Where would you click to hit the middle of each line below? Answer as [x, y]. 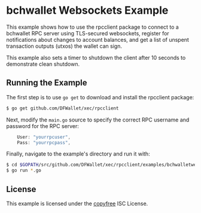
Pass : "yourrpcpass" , [44, 142]
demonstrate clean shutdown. [43, 64]
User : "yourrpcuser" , [44, 137]
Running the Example [47, 83]
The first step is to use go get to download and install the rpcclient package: [100, 97]
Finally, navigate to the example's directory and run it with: [78, 154]
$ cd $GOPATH [22, 165]
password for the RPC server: [43, 126]
